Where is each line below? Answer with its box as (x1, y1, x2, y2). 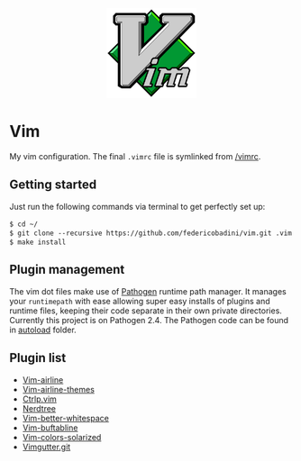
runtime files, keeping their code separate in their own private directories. (9, 305, 282, 316)
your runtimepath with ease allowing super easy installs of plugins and (9, 295, 270, 306)
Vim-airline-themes (22, 384, 95, 394)
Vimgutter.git (22, 441, 71, 452)
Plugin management (9, 262, 125, 277)
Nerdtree (22, 402, 57, 413)
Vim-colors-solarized (22, 431, 102, 442)
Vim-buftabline (22, 422, 78, 433)
